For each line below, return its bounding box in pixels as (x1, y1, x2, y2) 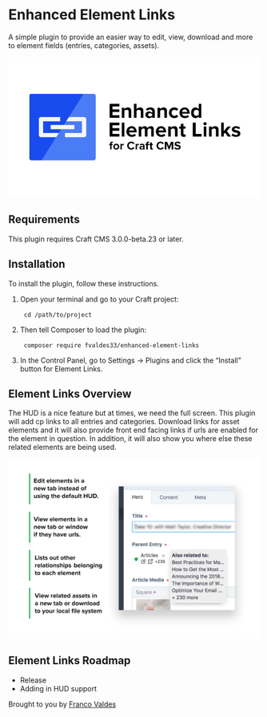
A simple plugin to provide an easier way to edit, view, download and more (8, 32, 253, 42)
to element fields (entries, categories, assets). (8, 40, 160, 50)
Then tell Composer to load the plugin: (19, 325, 146, 334)
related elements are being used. (8, 443, 118, 452)
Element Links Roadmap (8, 654, 131, 667)
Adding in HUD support (19, 683, 98, 693)
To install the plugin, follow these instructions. (8, 278, 160, 288)
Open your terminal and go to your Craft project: (19, 294, 179, 304)
